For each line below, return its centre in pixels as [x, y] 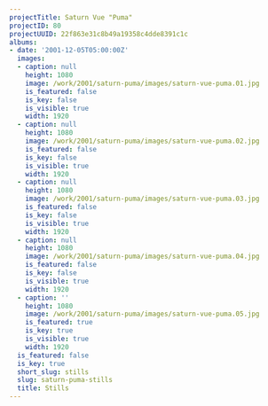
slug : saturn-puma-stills [65, 380]
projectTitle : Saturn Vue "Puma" [71, 17]
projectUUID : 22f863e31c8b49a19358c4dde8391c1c [99, 34]
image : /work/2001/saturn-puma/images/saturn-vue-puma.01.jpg [142, 83]
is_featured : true [59, 323]
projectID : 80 [35, 26]
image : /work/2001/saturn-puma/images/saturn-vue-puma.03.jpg [142, 199]
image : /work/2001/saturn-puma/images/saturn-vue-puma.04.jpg [142, 257]
